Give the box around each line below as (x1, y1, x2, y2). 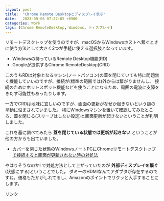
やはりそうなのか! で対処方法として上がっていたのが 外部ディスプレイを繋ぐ (5, 162, 158, 168)
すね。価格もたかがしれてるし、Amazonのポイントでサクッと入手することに (5, 175, 159, 181)
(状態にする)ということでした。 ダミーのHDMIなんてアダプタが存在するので (5, 169, 158, 175)
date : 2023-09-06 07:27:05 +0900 (5, 16, 78, 21)
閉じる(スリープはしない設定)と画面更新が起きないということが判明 (22, 113, 158, 119)
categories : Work (5, 20, 41, 26)
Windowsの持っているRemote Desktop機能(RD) (12, 56, 108, 61)
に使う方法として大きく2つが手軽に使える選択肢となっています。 (5, 45, 136, 51)
